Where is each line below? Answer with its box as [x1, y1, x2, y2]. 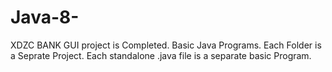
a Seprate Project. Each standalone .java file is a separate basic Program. [10, 49, 312, 61]
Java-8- [10, 6, 80, 29]
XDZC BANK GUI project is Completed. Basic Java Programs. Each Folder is [10, 39, 322, 51]
